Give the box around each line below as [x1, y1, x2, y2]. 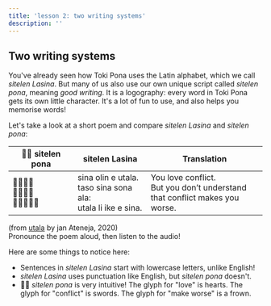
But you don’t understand [150, 182, 248, 194]
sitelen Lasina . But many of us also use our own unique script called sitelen [8, 79, 259, 89]
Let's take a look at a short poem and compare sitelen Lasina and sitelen [8, 120, 250, 130]
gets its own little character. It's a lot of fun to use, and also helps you [8, 96, 240, 106]
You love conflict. [150, 172, 216, 183]
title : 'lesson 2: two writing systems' [8, 11, 147, 20]
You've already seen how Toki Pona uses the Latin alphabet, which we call [8, 70, 256, 81]
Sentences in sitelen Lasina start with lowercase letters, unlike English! [19, 263, 256, 273]
